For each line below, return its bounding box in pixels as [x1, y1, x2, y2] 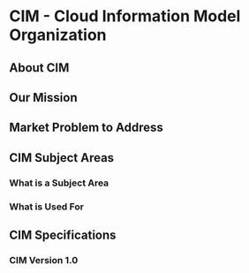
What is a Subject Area [9, 177, 109, 189]
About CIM [9, 60, 70, 75]
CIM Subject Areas [9, 150, 115, 165]
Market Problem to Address [9, 120, 163, 135]
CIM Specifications [9, 227, 117, 242]
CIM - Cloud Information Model [9, 6, 241, 27]
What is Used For [9, 201, 84, 213]
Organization [9, 25, 107, 45]
